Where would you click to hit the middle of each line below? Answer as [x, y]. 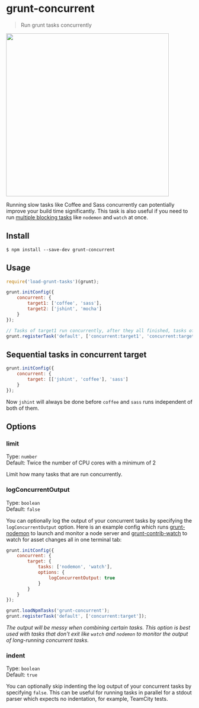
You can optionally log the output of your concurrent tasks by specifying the [99, 520]
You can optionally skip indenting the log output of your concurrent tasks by [99, 686]
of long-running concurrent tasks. [47, 640]
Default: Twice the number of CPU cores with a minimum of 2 [81, 463]
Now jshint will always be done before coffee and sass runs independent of [99, 402]
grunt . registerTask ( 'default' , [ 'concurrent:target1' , [75, 336]
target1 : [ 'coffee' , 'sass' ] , [65, 304]
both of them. [23, 408]
